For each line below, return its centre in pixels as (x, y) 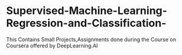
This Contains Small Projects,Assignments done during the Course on (91, 39)
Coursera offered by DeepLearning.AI (52, 46)
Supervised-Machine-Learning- (87, 11)
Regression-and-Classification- (86, 23)
